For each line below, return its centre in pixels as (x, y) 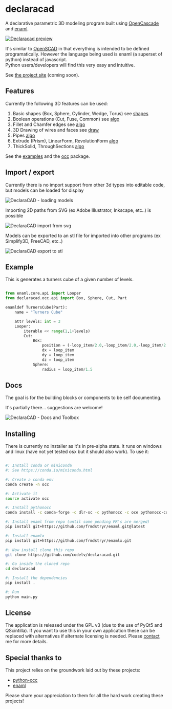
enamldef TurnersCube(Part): (36, 307)
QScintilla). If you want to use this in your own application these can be (80, 631)
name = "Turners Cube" (39, 312)
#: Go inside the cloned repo (38, 564)
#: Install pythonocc (28, 508)
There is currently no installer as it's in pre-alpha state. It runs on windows (84, 446)
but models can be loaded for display (45, 190)
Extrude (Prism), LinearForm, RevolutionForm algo (66, 141)
